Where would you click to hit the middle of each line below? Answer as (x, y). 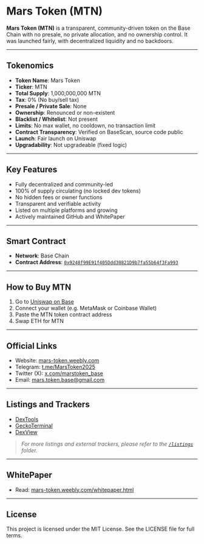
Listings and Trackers (48, 405)
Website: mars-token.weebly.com (57, 360)
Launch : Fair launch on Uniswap (56, 138)
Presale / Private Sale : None (51, 106)
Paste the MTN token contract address (63, 314)
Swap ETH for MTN (39, 321)
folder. (29, 450)
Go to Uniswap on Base (44, 302)
